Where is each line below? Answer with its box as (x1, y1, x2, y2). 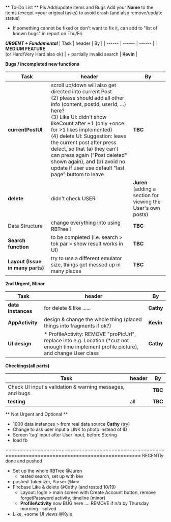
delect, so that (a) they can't (50, 145, 119, 152)
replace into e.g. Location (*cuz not (44, 337, 129, 344)
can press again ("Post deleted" (50, 152, 127, 158)
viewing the (133, 198, 161, 205)
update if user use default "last (50, 164, 125, 171)
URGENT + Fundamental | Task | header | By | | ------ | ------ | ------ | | (5, 40, 157, 46)
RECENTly (142, 453, 164, 458)
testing (8, 398, 25, 405)
